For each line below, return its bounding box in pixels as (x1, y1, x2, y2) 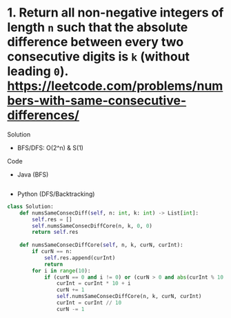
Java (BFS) (17, 170, 49, 179)
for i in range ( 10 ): (32, 267, 91, 274)
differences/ (7, 108, 79, 123)
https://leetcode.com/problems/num (7, 78, 223, 94)
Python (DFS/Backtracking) (17, 190, 95, 198)
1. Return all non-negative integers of (7, 5, 224, 21)
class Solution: (7, 203, 54, 210)
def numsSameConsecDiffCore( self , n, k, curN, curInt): (19, 241, 184, 249)
